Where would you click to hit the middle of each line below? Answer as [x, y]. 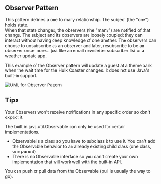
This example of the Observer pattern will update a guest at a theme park [79, 65]
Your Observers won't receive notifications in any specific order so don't [78, 112]
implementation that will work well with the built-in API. [67, 162]
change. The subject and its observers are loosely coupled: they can [74, 35]
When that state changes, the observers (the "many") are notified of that [78, 30]
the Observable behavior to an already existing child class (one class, [82, 146]
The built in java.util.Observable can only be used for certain [65, 126]
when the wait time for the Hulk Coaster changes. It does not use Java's [77, 70]
